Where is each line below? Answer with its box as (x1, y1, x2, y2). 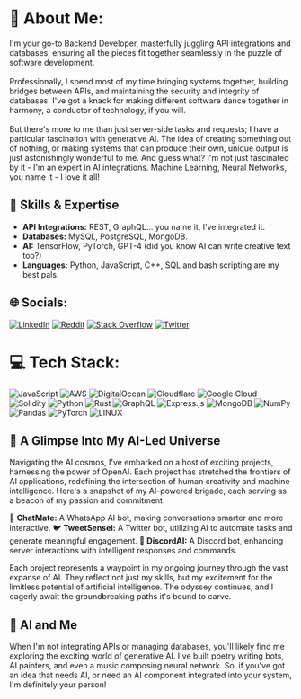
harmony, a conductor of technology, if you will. (9, 104, 186, 115)
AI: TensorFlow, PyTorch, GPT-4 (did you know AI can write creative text (22, 240, 291, 251)
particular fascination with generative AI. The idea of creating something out (9, 133, 292, 144)
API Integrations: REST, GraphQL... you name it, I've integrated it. (22, 221, 266, 232)
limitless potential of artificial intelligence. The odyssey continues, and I (9, 581, 274, 592)
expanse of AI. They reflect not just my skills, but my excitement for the (9, 572, 273, 583)
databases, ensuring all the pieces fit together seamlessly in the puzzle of (9, 47, 283, 58)
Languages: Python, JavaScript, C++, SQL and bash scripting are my (22, 260, 280, 270)
